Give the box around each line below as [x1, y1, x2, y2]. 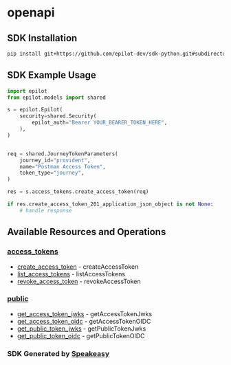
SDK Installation [7, 32, 78, 44]
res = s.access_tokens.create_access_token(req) [7, 188, 149, 195]
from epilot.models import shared [7, 94, 107, 101]
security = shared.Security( [19, 113, 97, 120]
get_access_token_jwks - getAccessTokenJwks [16, 309, 153, 318]
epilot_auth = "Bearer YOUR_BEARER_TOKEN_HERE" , [32, 119, 168, 126]
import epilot [7, 87, 48, 94]
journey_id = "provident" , [19, 157, 91, 164]
